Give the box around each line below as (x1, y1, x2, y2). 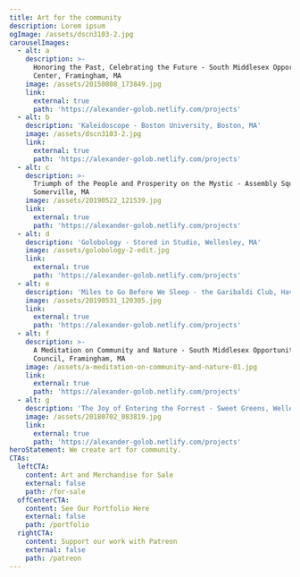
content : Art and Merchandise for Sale (25, 471, 174, 479)
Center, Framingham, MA (32, 72, 122, 81)
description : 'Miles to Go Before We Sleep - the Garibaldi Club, (25, 287, 278, 296)
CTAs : (9, 454, 29, 463)
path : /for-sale (25, 487, 87, 496)
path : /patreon (25, 554, 82, 563)
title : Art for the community (9, 13, 122, 22)
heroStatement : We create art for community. (9, 445, 181, 454)
